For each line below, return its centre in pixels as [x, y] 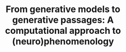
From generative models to [63, 9]
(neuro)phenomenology [63, 42]
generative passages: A [63, 20]
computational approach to [63, 31]
